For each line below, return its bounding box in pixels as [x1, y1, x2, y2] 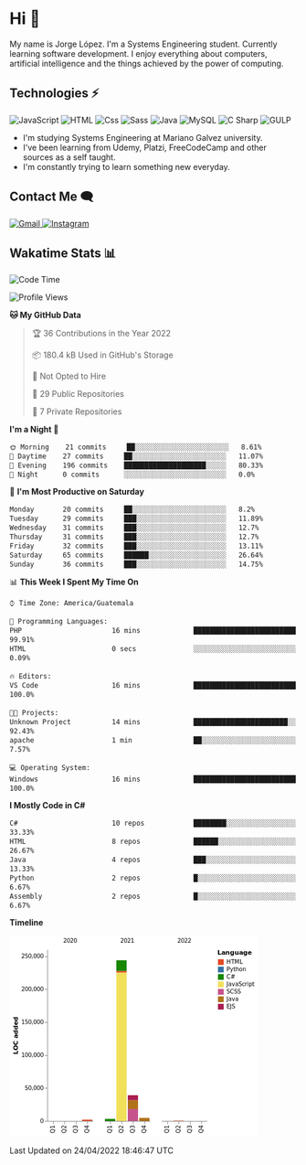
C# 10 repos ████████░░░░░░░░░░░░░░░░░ [9, 818, 297, 828]
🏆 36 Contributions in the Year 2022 [31, 328, 172, 339]
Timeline [9, 917, 44, 928]
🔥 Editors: [9, 672, 52, 681]
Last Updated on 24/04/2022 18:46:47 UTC [9, 1145, 174, 1156]
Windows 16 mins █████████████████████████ [9, 775, 297, 785]
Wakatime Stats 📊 [9, 245, 117, 261]
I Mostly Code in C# [9, 800, 86, 811]
